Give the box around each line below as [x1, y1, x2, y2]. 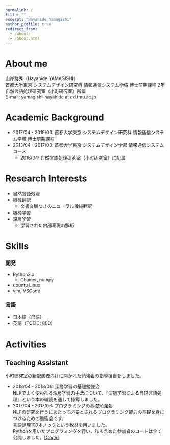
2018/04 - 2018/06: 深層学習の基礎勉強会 [12, 383, 100, 390]
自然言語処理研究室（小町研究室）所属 [5, 88, 86, 94]
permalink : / [5, 7, 33, 13]
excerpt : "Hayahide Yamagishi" [5, 17, 72, 22]
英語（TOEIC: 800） [12, 320, 55, 326]
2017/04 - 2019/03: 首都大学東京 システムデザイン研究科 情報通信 [12, 129, 151, 135]
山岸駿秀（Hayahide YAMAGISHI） [5, 75, 78, 82]
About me [5, 58, 48, 69]
